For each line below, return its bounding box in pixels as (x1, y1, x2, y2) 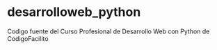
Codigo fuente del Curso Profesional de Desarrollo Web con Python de (7, 27, 210, 35)
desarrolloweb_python (7, 4, 141, 20)
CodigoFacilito (7, 34, 49, 42)
